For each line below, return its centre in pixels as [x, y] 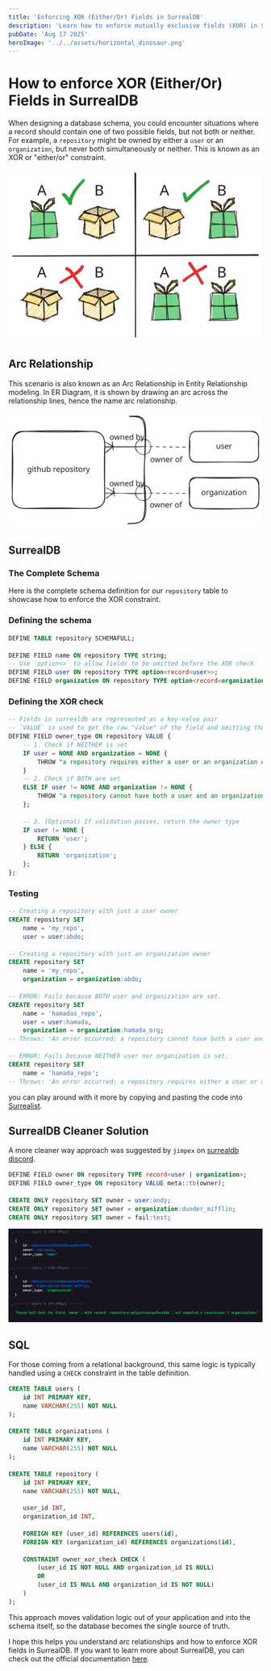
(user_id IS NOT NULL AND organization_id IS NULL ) [126, 1568]
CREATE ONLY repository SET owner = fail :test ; [90, 1217]
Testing [23, 893]
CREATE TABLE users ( [45, 1389]
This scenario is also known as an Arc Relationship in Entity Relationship [128, 383]
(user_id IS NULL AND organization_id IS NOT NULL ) [126, 1585]
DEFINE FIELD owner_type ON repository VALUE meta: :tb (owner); [117, 1184]
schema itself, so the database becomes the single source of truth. [119, 1626]
